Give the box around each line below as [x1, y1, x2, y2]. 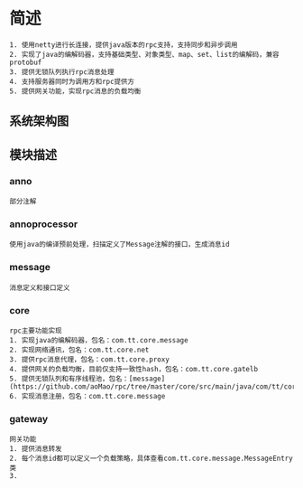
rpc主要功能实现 [9, 326, 62, 335]
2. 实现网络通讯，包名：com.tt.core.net [9, 345, 150, 354]
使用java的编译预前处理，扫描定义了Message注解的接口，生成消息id [9, 240, 230, 249]
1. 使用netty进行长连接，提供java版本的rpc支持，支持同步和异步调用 [9, 40, 238, 50]
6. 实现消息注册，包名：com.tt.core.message [9, 391, 166, 400]
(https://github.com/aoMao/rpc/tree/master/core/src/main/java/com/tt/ [9, 381, 284, 391]
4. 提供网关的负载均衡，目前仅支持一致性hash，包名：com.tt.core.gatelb [9, 364, 259, 373]
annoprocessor [9, 218, 78, 230]
